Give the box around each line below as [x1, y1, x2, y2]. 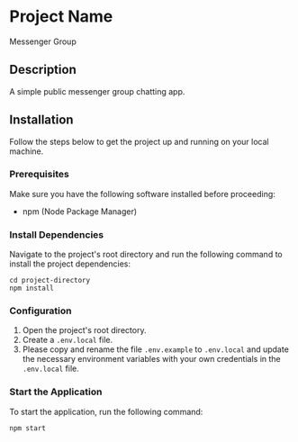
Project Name [9, 6, 113, 27]
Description [9, 62, 77, 77]
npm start [9, 423, 47, 433]
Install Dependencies [9, 228, 104, 240]
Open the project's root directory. [22, 325, 147, 336]
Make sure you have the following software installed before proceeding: [9, 188, 276, 199]
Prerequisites [9, 168, 69, 181]
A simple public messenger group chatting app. [9, 86, 185, 96]
